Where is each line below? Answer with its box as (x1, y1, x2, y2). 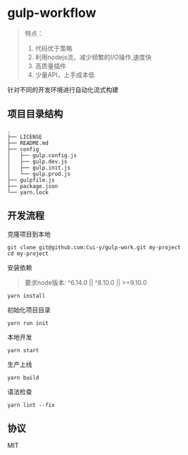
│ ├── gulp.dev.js (7, 158, 68, 165)
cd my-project (7, 250, 49, 257)
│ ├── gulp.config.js (7, 151, 77, 159)
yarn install (7, 292, 46, 299)
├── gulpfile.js (7, 176, 55, 184)
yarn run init (7, 319, 49, 327)
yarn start (7, 347, 39, 354)
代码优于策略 (35, 44, 73, 52)
